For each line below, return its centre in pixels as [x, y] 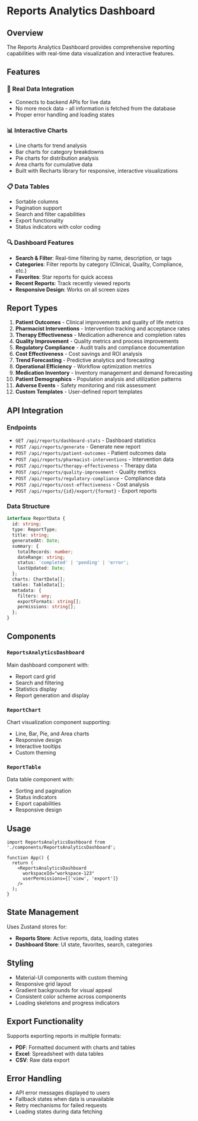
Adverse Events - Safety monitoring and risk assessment [85, 386]
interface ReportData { [36, 519]
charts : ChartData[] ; [39, 579]
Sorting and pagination [43, 791]
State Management [43, 912]
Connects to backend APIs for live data [63, 102]
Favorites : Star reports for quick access [64, 277]
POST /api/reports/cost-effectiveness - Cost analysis [82, 485]
